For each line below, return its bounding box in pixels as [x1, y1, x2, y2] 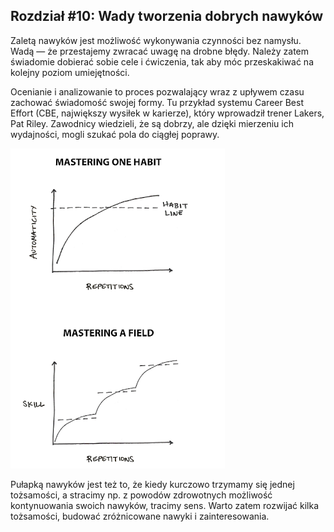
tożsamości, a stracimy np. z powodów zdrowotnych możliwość [10, 489, 273, 501]
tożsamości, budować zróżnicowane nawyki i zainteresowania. [10, 510, 270, 522]
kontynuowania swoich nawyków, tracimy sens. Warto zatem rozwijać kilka [10, 499, 320, 511]
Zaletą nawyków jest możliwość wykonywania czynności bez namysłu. [10, 34, 302, 46]
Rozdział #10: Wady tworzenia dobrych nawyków [10, 8, 324, 25]
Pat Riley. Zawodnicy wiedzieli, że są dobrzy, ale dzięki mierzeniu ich [10, 117, 294, 129]
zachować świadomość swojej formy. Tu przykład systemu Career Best [10, 96, 304, 108]
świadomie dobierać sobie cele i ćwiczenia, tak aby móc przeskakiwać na [10, 55, 314, 68]
